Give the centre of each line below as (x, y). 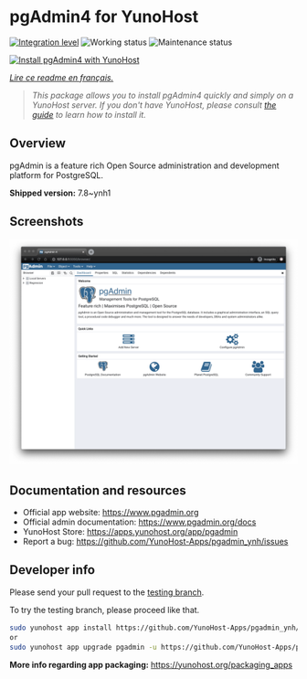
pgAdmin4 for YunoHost (104, 17)
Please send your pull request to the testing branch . (107, 592)
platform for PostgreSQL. (56, 175)
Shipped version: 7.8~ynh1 (60, 193)
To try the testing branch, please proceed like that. (105, 610)
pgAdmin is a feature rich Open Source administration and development (145, 165)
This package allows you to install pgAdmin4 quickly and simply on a (163, 95)
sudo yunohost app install (61, 628)
